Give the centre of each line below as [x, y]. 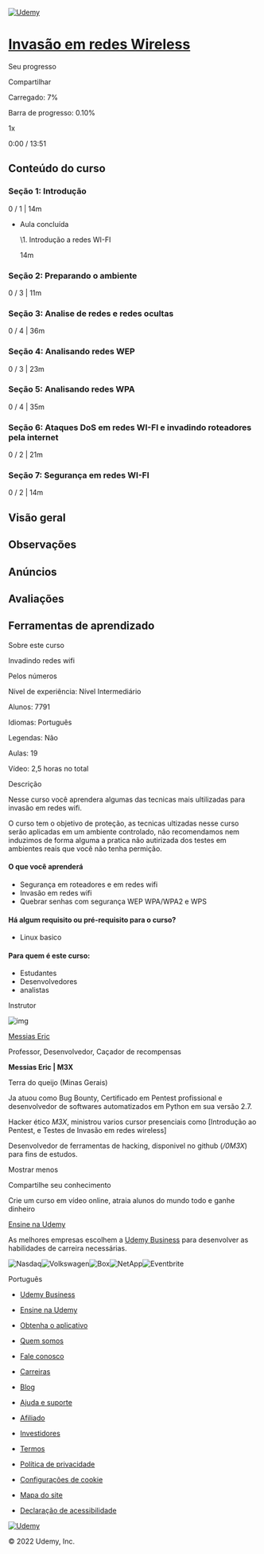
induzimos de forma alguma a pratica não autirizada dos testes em [117, 840]
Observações [43, 545]
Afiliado [32, 1418]
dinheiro [22, 1209]
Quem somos [41, 1341]
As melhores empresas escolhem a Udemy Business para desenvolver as [128, 1240]
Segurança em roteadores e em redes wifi [89, 884]
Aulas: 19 [23, 753]
